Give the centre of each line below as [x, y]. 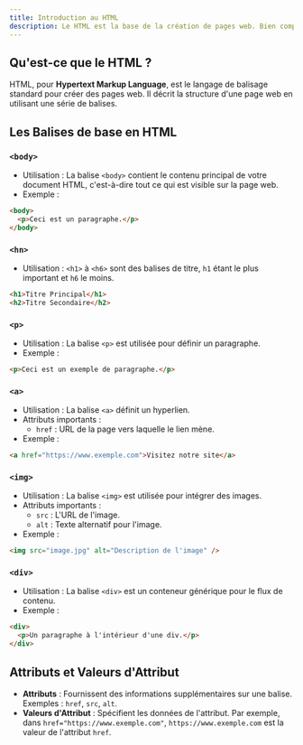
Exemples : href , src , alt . [70, 703]
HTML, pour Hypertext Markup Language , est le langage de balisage [139, 84]
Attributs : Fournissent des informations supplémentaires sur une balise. [157, 694]
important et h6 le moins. [68, 277]
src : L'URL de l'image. [78, 515]
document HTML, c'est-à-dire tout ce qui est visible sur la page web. [151, 185]
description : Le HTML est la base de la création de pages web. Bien [143, 26]
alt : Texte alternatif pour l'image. [99, 525]
